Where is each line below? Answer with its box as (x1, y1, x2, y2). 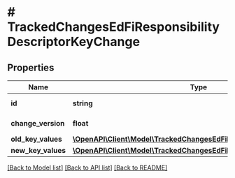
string (72, 98, 93, 108)
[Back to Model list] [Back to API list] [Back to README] (7, 163, 168, 172)
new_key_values (10, 146, 66, 155)
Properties (7, 61, 55, 73)
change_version (10, 119, 65, 128)
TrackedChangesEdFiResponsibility (7, 19, 220, 35)
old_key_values (10, 134, 63, 144)
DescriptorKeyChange (7, 34, 141, 50)
